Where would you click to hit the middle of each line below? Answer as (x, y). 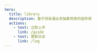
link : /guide (31, 32)
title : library (24, 14)
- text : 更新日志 (29, 37)
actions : (18, 23)
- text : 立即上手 (29, 28)
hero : (10, 9)
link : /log (29, 41)
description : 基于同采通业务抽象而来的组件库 (50, 18)
